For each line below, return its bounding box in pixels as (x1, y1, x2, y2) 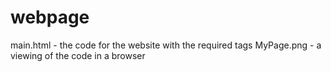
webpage (10, 6, 90, 29)
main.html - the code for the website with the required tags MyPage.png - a (10, 39, 322, 51)
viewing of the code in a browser (10, 49, 146, 61)
